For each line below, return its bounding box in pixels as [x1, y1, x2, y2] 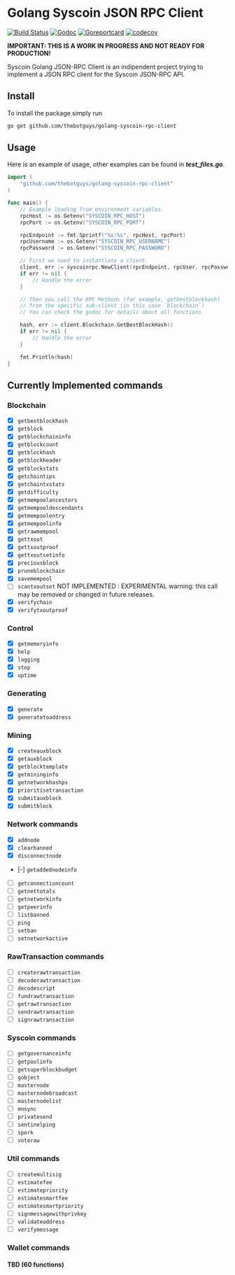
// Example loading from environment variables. [20, 206, 164, 213]
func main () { [7, 199, 49, 207]
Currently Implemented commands [7, 379, 163, 391]
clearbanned [17, 844, 52, 851]
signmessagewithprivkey [17, 1210, 87, 1218]
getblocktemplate [17, 764, 69, 771]
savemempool [17, 576, 52, 583]
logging [17, 656, 40, 664]
